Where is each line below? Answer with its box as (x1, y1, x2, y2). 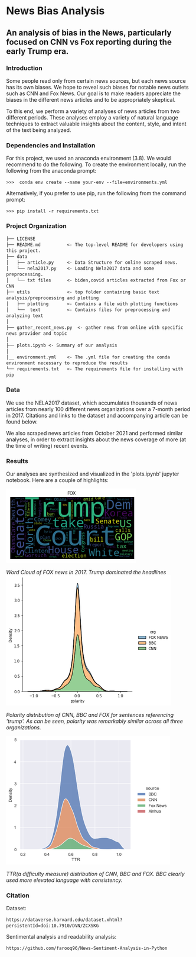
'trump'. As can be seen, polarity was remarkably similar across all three (6, 717, 183, 725)
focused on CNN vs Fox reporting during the (6, 37, 172, 47)
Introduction (6, 64, 43, 72)
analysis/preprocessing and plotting (6, 295, 99, 301)
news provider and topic (6, 331, 67, 337)
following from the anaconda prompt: (6, 167, 96, 174)
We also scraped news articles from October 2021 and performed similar (6, 429, 183, 437)
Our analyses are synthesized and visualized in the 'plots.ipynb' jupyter (6, 470, 179, 477)
